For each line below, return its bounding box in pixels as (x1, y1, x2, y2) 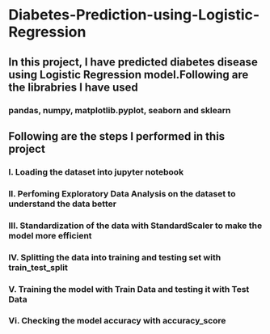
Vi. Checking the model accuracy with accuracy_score (8, 315, 226, 327)
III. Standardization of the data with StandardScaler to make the (8, 220, 263, 231)
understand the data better (8, 198, 117, 209)
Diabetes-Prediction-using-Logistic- (8, 6, 260, 24)
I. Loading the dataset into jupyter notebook (8, 166, 184, 177)
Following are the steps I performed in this (8, 129, 226, 143)
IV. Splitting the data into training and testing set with (8, 252, 221, 263)
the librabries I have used (8, 80, 139, 94)
